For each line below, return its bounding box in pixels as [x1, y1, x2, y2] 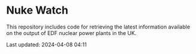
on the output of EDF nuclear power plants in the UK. [6, 29, 137, 36]
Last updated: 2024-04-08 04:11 [6, 41, 87, 48]
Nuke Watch [6, 4, 69, 17]
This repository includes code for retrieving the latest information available [6, 23, 191, 30]
